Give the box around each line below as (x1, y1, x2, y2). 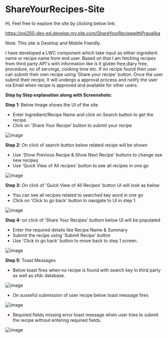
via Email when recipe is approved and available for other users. (5, 82, 139, 88)
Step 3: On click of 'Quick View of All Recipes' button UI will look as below (5, 182, 160, 188)
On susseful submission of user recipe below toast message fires (12, 292, 149, 298)
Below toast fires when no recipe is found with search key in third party (12, 267, 161, 273)
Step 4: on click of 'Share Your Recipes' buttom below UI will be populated (5, 217, 160, 223)
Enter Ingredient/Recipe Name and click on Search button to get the (12, 111, 154, 118)
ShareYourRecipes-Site (5, 4, 105, 15)
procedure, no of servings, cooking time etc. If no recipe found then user (5, 66, 157, 72)
